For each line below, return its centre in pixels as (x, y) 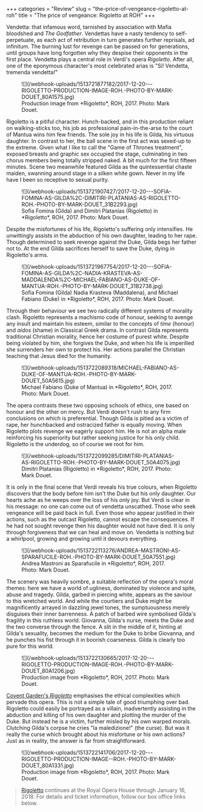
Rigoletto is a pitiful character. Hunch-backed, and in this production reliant (100, 122)
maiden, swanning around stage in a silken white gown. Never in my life (95, 173)
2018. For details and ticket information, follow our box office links (103, 797)
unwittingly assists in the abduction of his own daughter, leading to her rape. (102, 236)
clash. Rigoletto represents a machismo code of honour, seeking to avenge (100, 317)
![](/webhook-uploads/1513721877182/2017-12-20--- (87, 84)
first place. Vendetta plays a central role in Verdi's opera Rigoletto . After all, (100, 59)
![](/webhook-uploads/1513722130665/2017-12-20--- (88, 658)
